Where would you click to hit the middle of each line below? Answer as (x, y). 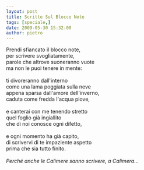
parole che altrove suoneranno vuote (50, 62)
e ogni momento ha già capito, (43, 136)
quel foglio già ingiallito (34, 118)
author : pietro (24, 33)
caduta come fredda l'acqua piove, (48, 99)
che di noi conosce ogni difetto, (44, 124)
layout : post (22, 11)
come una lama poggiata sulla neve (49, 87)
